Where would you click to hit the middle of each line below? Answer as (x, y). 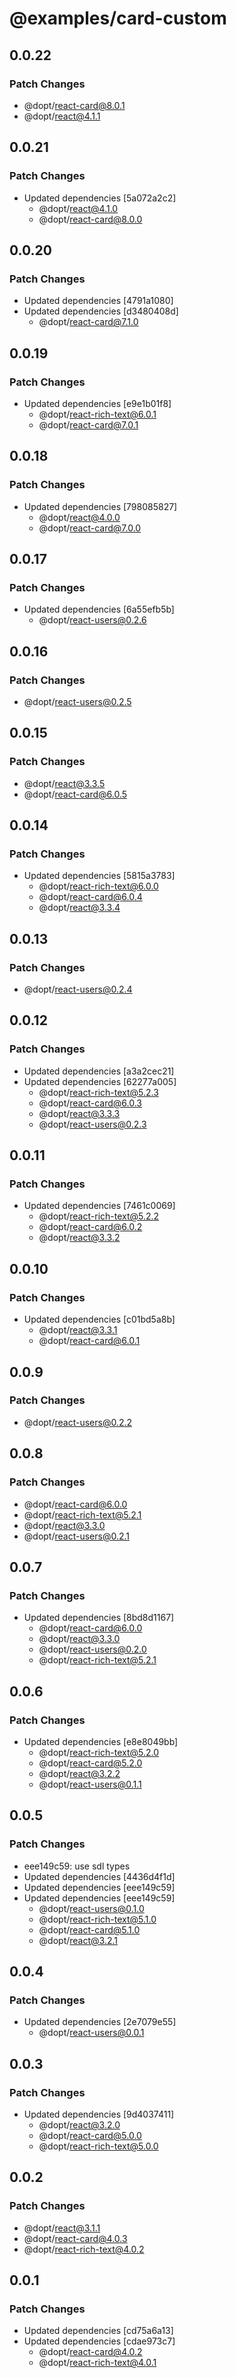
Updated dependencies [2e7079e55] (100, 2022)
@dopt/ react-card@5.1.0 (89, 1929)
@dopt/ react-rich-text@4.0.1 (97, 2363)
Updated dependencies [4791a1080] (98, 301)
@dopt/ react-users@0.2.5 (77, 701)
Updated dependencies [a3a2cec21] (99, 1071)
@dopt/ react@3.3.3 (79, 1113)
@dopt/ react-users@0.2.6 (92, 620)
